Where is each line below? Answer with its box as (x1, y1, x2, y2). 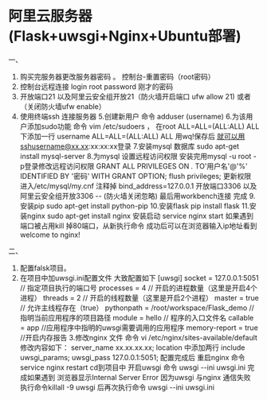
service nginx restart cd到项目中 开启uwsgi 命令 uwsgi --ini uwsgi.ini (19, 363, 245, 372)
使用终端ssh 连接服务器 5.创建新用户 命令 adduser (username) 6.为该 (19, 111, 246, 121)
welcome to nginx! (19, 230, 81, 239)
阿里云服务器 (8, 7, 93, 25)
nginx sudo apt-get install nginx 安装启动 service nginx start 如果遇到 (26, 211, 253, 220)
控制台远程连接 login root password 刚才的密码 (19, 81, 174, 91)
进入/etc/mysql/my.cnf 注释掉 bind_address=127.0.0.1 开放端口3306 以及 (19, 181, 257, 191)
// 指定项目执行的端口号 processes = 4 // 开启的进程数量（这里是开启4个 (19, 283, 257, 293)
